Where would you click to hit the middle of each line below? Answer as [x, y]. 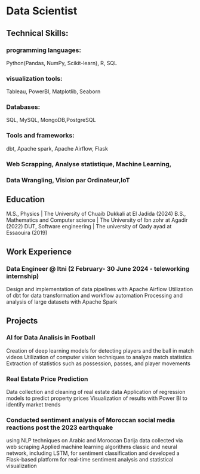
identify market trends [33, 405]
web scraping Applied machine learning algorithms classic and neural [92, 447]
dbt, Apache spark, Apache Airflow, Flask [57, 148]
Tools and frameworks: [40, 136]
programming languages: [44, 50]
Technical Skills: [37, 33]
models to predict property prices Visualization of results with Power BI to [97, 398]
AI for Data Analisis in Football [51, 338]
